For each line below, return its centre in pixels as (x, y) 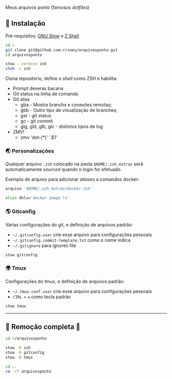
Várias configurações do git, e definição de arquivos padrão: (69, 224)
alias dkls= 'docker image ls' (38, 198)
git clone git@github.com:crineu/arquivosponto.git (61, 50)
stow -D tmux (19, 357)
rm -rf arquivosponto (28, 371)
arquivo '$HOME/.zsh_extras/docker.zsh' (49, 189)
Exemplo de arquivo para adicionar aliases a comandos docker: (72, 179)
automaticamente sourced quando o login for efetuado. (63, 170)
